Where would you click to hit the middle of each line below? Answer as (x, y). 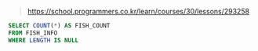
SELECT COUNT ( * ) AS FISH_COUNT (59, 26)
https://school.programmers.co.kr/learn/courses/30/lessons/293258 (138, 11)
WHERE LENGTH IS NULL (44, 40)
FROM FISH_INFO (33, 33)
